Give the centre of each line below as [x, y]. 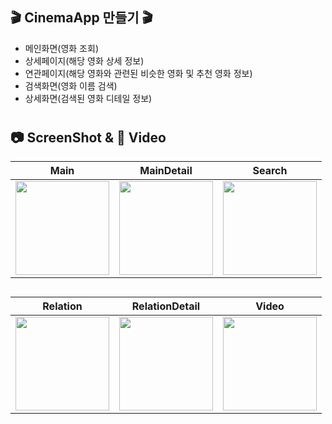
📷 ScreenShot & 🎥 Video [88, 137]
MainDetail [166, 171]
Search [270, 171]
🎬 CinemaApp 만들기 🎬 [81, 18]
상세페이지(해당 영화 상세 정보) [84, 60]
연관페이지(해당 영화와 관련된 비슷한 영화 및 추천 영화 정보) [138, 73]
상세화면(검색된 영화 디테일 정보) [88, 98]
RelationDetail [166, 306]
